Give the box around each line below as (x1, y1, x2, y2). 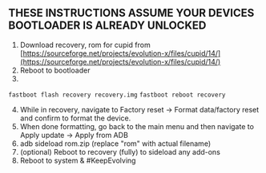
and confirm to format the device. (19, 113, 131, 123)
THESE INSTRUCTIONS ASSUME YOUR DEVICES (8, 6, 255, 20)
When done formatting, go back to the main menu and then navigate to (19, 121, 255, 131)
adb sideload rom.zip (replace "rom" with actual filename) (19, 139, 211, 148)
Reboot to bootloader (19, 65, 91, 75)
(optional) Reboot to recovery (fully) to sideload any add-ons (19, 147, 220, 156)
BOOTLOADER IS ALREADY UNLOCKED (8, 19, 207, 33)
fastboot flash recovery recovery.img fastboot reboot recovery (8, 91, 226, 99)
